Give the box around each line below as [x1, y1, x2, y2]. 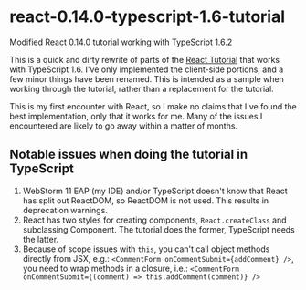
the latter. [22, 233, 59, 244]
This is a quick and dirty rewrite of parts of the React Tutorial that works [9, 54, 280, 65]
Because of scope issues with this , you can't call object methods [22, 243, 270, 254]
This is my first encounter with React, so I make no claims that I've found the [9, 100, 297, 111]
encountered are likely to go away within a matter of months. [9, 120, 238, 131]
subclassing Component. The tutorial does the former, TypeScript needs [22, 223, 295, 234]
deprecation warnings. [22, 204, 108, 215]
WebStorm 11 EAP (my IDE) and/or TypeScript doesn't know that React [22, 185, 288, 196]
